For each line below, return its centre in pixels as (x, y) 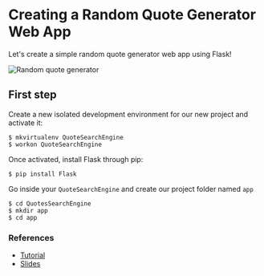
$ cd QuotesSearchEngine (50, 203)
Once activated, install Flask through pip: (76, 159)
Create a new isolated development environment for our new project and (128, 114)
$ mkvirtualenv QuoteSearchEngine (66, 137)
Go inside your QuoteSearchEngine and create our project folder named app (131, 189)
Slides (30, 264)
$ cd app (23, 217)
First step (32, 95)
